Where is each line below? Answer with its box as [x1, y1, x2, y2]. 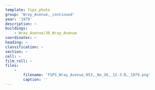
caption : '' [23, 77, 48, 82]
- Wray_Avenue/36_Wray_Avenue [14, 30, 77, 35]
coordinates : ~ [5, 35, 37, 40]
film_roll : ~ [5, 58, 32, 63]
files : [5, 63, 19, 68]
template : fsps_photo [5, 7, 50, 12]
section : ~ [5, 49, 28, 54]
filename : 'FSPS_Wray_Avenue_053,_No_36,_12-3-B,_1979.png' [23, 72, 151, 77]
